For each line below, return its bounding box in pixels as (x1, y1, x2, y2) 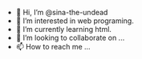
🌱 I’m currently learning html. (15, 25, 112, 33)
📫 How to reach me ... (15, 42, 91, 51)
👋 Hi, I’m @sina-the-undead (15, 8, 108, 17)
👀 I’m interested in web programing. (15, 16, 134, 26)
